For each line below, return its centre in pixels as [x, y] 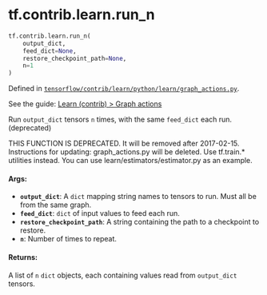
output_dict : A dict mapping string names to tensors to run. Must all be [138, 197]
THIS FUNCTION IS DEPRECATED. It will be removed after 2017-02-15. [124, 144]
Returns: [23, 257]
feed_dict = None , [50, 51]
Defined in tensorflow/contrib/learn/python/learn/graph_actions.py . [124, 89]
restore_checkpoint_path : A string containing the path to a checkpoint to [139, 222]
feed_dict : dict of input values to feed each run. [100, 213]
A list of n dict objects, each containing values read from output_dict [123, 275]
